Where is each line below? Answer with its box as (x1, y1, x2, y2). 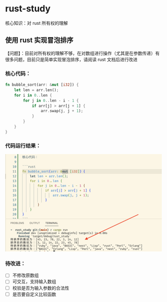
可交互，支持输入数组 (12, 279, 56, 285)
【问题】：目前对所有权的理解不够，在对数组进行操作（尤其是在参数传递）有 (5, 50, 160, 56)
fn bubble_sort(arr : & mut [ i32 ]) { (5, 83, 79, 88)
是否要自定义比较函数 (12, 291, 56, 297)
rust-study (5, 3, 51, 14)
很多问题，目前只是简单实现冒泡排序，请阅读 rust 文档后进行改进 (5, 56, 138, 62)
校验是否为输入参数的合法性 (12, 285, 70, 291)
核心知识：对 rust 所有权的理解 (5, 20, 68, 26)
